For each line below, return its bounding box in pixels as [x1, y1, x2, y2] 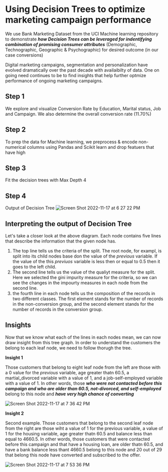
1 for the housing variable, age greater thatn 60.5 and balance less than [5, 430, 152, 436]
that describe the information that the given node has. [5, 238, 116, 244]
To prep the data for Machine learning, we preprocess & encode [5, 139, 138, 145]
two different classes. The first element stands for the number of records [12, 296, 163, 302]
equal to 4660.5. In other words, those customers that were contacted [5, 436, 150, 442]
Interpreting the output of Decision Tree [5, 219, 132, 228]
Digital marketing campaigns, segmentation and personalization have [5, 62, 148, 68]
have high [5, 149, 26, 155]
